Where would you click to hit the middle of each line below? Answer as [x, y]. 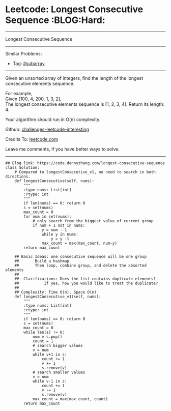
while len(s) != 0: [44, 332]
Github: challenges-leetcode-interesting [47, 129]
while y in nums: [60, 234]
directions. [18, 177]
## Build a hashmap [42, 261]
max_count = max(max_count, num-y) [79, 243]
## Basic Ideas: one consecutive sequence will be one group [80, 256]
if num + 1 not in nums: [59, 225]
